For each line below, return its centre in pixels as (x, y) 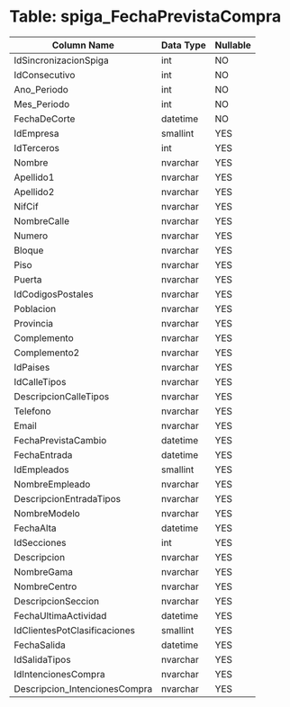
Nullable (233, 45)
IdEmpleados (41, 470)
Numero (31, 236)
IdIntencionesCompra (59, 674)
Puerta (28, 279)
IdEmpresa (37, 133)
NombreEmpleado (52, 484)
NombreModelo (47, 513)
